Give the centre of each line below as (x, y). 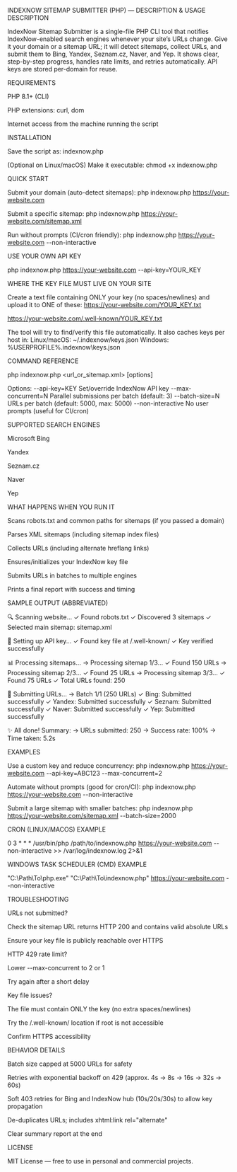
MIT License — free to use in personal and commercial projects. (101, 1161)
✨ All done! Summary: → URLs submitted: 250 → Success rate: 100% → (112, 730)
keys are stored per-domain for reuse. (62, 69)
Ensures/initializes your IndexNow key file (68, 562)
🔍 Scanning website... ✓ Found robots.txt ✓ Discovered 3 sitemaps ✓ (109, 617)
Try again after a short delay (48, 982)
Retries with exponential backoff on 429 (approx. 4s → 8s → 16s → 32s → (115, 1078)
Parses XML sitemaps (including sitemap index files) (83, 534)
